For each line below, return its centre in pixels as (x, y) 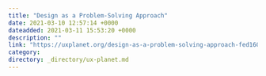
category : (25, 52)
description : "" (35, 38)
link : (17, 45)
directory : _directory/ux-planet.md (68, 60)
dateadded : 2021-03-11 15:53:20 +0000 (72, 30)
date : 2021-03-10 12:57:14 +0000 (63, 23)
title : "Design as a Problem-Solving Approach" (88, 15)
